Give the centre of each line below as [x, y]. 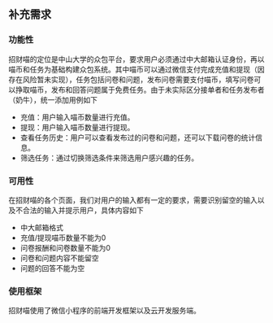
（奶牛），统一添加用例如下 [53, 99]
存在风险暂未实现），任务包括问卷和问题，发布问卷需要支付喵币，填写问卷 [131, 79]
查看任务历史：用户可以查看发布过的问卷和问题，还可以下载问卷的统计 [138, 137]
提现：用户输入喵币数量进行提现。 [77, 127]
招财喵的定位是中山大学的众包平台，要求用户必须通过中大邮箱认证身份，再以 [136, 59]
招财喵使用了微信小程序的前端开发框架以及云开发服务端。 [104, 311]
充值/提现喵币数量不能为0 [63, 238]
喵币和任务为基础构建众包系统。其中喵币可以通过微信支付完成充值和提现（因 [136, 69]
